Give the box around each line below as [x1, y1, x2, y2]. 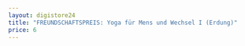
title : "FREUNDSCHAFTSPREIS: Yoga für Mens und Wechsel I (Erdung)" [8, 19, 238, 27]
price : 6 [8, 26, 37, 34]
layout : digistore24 [8, 11, 76, 19]
